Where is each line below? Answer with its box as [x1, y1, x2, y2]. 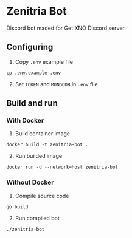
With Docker [6, 117, 44, 125]
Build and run [6, 98, 58, 109]
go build [6, 203, 29, 210]
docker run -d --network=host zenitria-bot [6, 164, 119, 171]
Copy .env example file [15, 58, 73, 65]
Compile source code [15, 192, 69, 199]
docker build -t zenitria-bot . [6, 141, 88, 148]
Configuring [6, 42, 54, 52]
